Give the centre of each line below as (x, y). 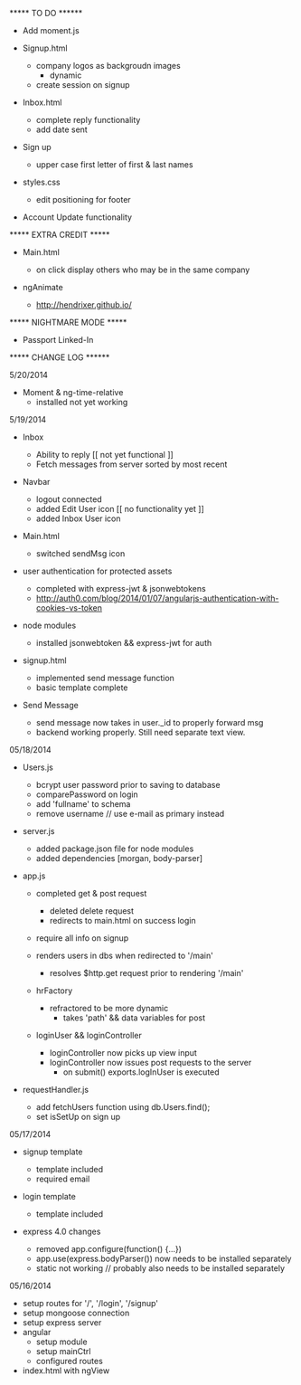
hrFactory (54, 991)
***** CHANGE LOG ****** (60, 357)
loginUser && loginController (89, 1035)
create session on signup (83, 85)
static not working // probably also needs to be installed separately (160, 1268)
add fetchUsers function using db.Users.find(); (123, 1107)
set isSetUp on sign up (78, 1117)
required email (63, 1179)
